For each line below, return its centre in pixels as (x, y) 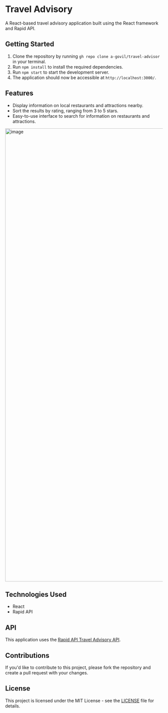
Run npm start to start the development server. (61, 72)
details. (13, 706)
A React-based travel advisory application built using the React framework (82, 23)
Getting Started (30, 44)
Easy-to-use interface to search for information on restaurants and (81, 116)
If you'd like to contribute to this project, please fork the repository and (78, 667)
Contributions (27, 655)
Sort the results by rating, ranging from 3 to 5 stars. (65, 111)
